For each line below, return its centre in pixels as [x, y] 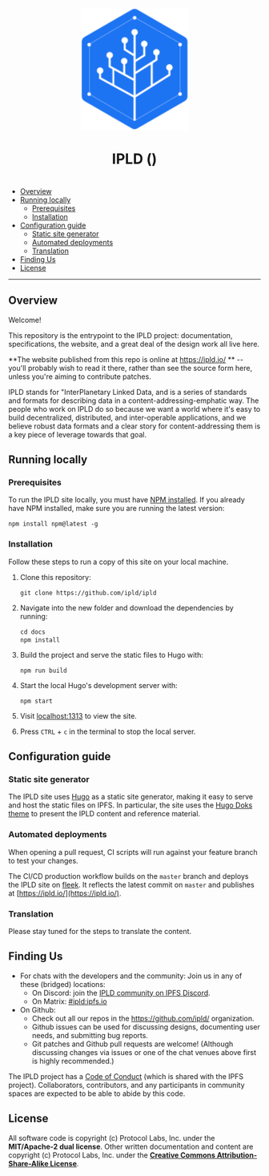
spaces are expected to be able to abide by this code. [97, 1093]
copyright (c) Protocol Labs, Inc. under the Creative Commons [112, 1155]
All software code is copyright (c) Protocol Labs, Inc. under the [112, 1138]
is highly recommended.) [73, 1061]
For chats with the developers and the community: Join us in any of [131, 976]
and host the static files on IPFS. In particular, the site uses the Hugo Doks [130, 805]
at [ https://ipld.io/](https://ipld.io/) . [65, 893]
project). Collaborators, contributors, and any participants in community [126, 1085]
